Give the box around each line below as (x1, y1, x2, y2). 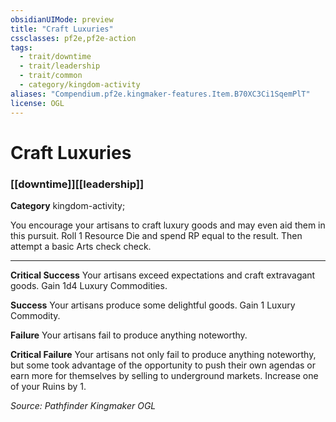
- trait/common (19, 71, 83, 81)
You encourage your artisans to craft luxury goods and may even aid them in (10, 219, 326, 231)
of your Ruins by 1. (10, 380, 87, 392)
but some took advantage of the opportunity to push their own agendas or (10, 359, 317, 371)
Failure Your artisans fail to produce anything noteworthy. (10, 329, 248, 341)
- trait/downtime (19, 52, 92, 62)
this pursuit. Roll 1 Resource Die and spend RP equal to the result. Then (10, 229, 303, 241)
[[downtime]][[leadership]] (10, 177, 145, 191)
